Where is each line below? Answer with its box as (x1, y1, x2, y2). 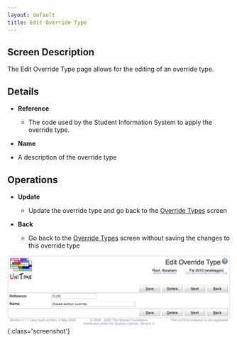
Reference (17, 104, 50, 113)
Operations (7, 174, 58, 186)
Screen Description (7, 46, 94, 58)
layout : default (7, 11, 55, 18)
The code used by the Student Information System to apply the (28, 118, 213, 127)
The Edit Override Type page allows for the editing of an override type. (7, 65, 214, 74)
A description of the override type (17, 153, 117, 162)
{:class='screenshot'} (7, 326, 71, 335)
